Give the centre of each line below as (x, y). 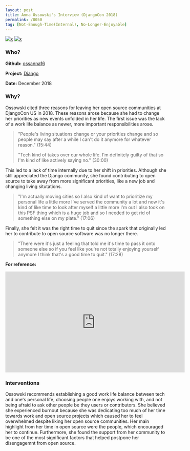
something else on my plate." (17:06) (56, 218)
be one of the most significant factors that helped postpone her (72, 438)
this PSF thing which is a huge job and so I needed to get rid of (84, 213)
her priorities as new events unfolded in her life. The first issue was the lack (85, 118)
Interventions (23, 383)
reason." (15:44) (35, 145)
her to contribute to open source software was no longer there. (72, 233)
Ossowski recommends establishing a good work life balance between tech (85, 394)
